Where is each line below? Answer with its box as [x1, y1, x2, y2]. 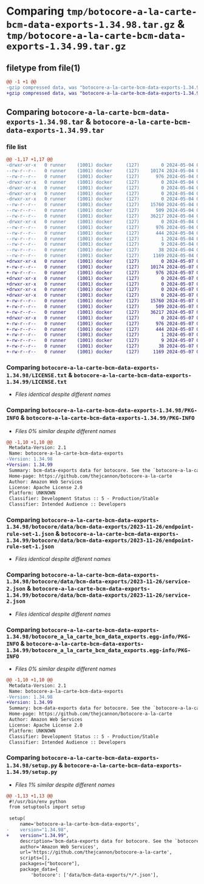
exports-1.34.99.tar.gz [6, 41, 126, 52]
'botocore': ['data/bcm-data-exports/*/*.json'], [30, 872, 159, 878]
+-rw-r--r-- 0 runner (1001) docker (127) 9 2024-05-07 [6, 338, 194, 344]
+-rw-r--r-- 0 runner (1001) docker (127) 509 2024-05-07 [6, 304, 194, 310]
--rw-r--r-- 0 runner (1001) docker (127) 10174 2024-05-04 [6, 168, 194, 174]
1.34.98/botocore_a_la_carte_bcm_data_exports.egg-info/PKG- [6, 633, 191, 640]
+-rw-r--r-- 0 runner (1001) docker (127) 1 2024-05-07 [6, 332, 194, 338]
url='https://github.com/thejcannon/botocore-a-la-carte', [19, 849, 172, 855]
